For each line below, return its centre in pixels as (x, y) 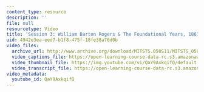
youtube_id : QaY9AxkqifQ (43, 79)
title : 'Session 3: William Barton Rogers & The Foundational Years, (96, 34)
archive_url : (28, 51)
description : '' (27, 18)
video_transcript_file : (42, 68)
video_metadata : (27, 74)
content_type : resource (36, 12)
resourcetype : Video (32, 29)
